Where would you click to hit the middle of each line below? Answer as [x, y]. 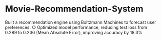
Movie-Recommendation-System [74, 9]
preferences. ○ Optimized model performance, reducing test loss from [76, 27]
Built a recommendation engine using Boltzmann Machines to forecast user [81, 22]
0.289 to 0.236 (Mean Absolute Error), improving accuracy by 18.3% [74, 32]
